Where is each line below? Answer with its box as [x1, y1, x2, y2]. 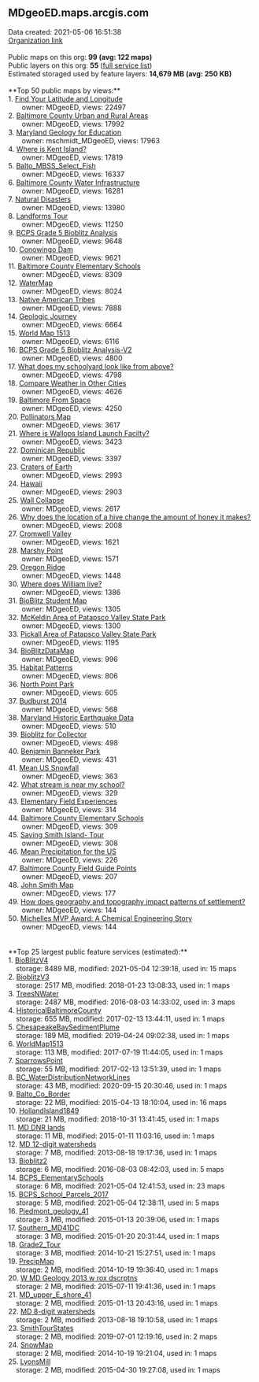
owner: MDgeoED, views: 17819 [21, 153, 124, 162]
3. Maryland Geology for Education [8, 127, 122, 137]
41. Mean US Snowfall [8, 763, 80, 772]
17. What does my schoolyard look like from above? [8, 361, 175, 371]
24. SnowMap [8, 1340, 54, 1349]
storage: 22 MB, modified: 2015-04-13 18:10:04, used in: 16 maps [15, 1097, 227, 1107]
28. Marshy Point [8, 545, 64, 555]
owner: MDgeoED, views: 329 [21, 788, 118, 797]
